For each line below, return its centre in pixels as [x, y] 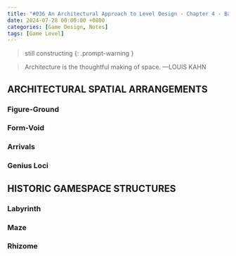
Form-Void [26, 128]
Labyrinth [24, 208]
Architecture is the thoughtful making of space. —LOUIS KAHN [115, 67]
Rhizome [23, 246]
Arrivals [21, 147]
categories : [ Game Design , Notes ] [58, 27]
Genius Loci [28, 166]
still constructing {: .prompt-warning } [79, 53]
